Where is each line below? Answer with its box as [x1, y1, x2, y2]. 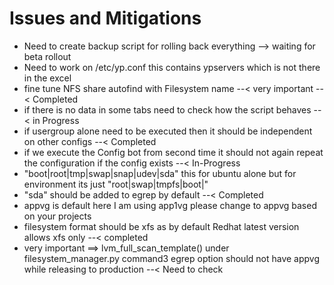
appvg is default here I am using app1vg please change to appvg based [23, 199, 317, 211]
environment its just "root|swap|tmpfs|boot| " [23, 178, 209, 190]
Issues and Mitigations [9, 7, 202, 30]
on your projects [23, 210, 92, 222]
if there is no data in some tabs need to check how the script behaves [23, 103, 312, 116]
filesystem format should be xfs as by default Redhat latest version [23, 220, 300, 232]
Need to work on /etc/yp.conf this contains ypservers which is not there [23, 61, 321, 73]
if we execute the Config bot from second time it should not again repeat [23, 146, 324, 158]
